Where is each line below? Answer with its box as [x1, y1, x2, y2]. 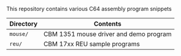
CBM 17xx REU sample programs [43, 40, 140, 48]
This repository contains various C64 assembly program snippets [6, 5, 172, 12]
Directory [9, 19, 38, 28]
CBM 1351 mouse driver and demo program [43, 30, 172, 38]
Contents [93, 19, 121, 28]
